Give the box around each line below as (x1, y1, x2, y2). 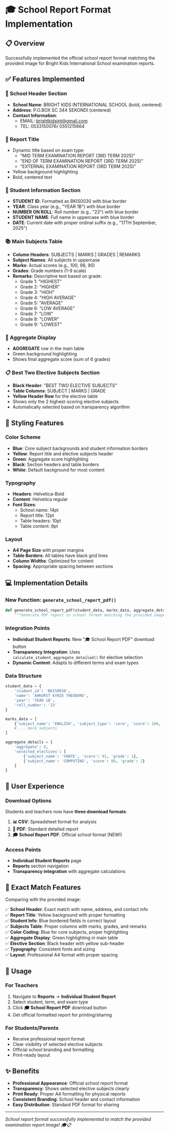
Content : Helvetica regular (12, 496, 68, 502)
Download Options (5, 797, 52, 804)
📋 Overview (5, 39, 45, 48)
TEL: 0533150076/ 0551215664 (20, 123, 85, 129)
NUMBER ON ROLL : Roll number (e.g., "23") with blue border (12, 209, 139, 215)
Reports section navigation (12, 863, 69, 869)
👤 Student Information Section (5, 187, 81, 194)
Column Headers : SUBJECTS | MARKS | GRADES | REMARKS (12, 251, 141, 257)
